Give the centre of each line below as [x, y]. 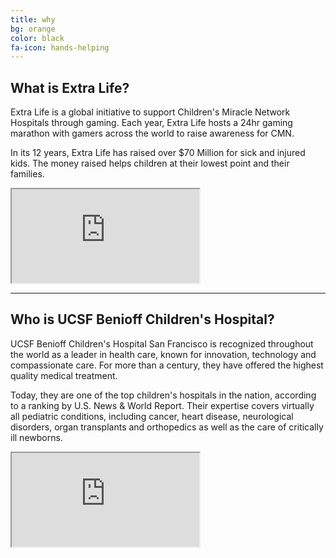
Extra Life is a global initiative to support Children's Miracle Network [150, 112]
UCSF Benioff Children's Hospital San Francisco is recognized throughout [162, 343]
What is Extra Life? [70, 87]
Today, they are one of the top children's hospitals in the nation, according [163, 395]
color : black [37, 38]
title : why [33, 19]
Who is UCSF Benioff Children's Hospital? [142, 319]
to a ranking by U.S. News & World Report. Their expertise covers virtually [162, 405]
